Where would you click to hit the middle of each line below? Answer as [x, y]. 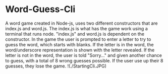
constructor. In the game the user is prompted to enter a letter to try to [78, 39]
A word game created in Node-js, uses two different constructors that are [81, 23]
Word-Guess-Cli [40, 9]
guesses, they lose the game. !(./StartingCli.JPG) [56, 66]
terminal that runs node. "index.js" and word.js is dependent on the [75, 34]
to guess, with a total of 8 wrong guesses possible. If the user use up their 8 [84, 60]
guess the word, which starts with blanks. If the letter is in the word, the [79, 44]
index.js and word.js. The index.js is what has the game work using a [76, 28]
